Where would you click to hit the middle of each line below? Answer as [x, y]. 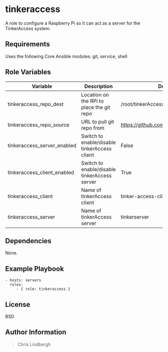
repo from [93, 128]
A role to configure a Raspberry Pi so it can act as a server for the [73, 23]
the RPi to [92, 101]
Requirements [27, 44]
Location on [95, 95]
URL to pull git [97, 121]
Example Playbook [34, 269]
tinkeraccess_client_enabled [41, 172]
